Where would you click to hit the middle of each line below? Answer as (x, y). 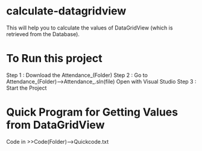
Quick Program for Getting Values (92, 112)
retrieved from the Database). (43, 34)
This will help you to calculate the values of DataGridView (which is (90, 28)
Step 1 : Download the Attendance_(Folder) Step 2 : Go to (77, 75)
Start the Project (27, 88)
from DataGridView (55, 125)
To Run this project (54, 59)
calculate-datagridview (66, 11)
